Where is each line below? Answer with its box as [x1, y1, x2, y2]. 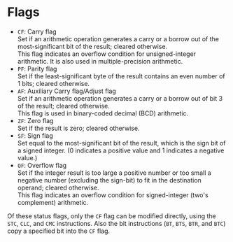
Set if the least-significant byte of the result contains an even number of [17, 71, 225, 80]
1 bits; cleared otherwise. [17, 79, 90, 87]
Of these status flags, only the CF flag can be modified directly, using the [7, 211, 216, 220]
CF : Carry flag [17, 27, 57, 36]
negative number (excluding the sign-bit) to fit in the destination [17, 176, 202, 184]
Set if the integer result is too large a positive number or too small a [17, 169, 211, 177]
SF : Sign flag [17, 131, 54, 140]
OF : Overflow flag [17, 161, 67, 169]
